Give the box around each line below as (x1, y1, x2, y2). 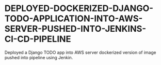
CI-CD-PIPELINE (4, 34, 71, 45)
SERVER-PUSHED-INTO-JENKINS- (4, 24, 146, 34)
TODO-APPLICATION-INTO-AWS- (4, 13, 143, 24)
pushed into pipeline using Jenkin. (4, 54, 73, 60)
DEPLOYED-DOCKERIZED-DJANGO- (4, 3, 154, 14)
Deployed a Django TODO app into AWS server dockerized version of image (4, 49, 156, 55)
